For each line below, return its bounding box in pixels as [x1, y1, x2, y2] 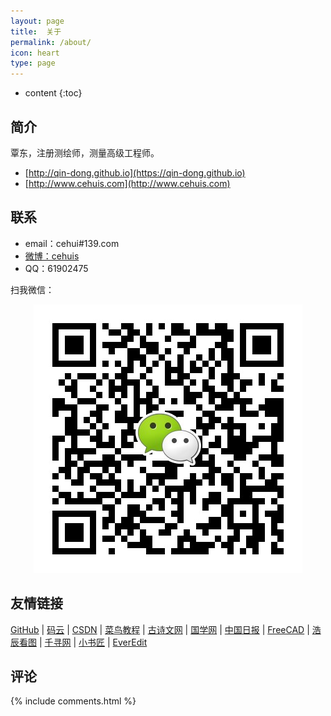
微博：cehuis [24, 250, 80, 262]
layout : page [10, 16, 65, 26]
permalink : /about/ [10, 37, 92, 47]
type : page [10, 58, 56, 69]
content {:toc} [24, 87, 83, 99]
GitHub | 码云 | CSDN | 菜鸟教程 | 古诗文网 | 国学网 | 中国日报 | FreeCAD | [10, 623, 310, 635]
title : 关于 [10, 26, 62, 37]
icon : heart [10, 48, 60, 58]
